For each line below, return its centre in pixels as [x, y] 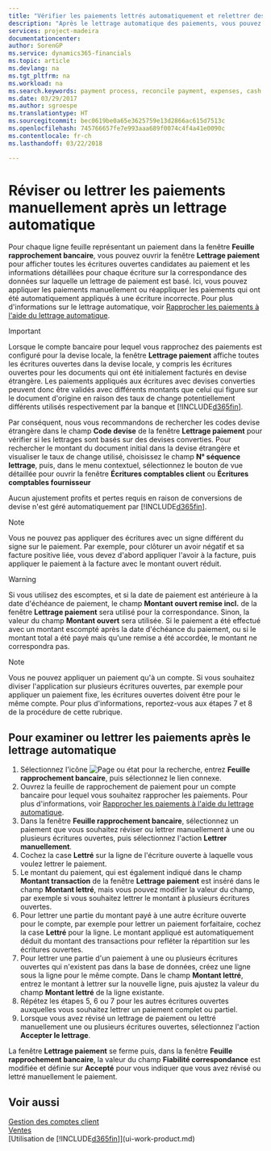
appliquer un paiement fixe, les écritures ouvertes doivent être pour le [124, 695]
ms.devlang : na [34, 69]
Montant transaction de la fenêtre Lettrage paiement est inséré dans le [140, 881]
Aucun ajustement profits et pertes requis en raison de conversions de [125, 498]
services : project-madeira [54, 31]
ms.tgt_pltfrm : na [39, 76]
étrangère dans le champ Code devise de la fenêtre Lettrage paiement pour [135, 431]
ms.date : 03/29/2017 [43, 98]
